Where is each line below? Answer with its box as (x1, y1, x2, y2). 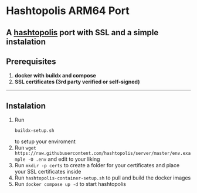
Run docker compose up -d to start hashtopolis (14, 181, 126, 188)
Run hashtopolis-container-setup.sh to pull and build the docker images (14, 174, 191, 181)
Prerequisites (6, 56, 56, 66)
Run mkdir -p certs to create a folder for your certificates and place (14, 162, 180, 169)
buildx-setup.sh (14, 128, 55, 134)
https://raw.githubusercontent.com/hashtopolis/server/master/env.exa (14, 151, 191, 157)
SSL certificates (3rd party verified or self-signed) (14, 78, 140, 86)
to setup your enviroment (14, 138, 76, 145)
